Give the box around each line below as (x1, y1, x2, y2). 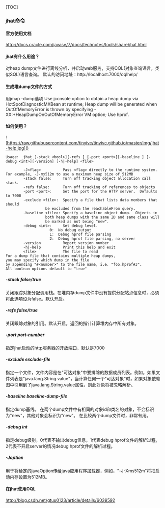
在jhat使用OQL (5, 486, 36, 492)
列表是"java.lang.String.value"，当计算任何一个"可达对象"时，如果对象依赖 (9, 375, 161, 381)
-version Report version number (23, 240, 110, 245)
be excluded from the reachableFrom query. (45, 206, 136, 211)
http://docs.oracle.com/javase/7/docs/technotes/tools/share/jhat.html (5, 42, 147, 48)
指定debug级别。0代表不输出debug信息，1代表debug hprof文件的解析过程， (5, 437, 160, 443)
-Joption (5, 454, 24, 461)
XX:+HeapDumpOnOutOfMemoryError (5, 112, 83, 117)
